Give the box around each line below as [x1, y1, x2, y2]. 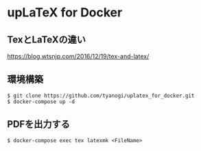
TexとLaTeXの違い [7, 33, 86, 45]
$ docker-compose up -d [7, 98, 75, 105]
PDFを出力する [7, 118, 71, 131]
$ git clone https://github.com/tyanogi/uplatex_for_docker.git [7, 92, 195, 99]
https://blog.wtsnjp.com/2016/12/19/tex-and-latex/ [7, 53, 150, 60]
